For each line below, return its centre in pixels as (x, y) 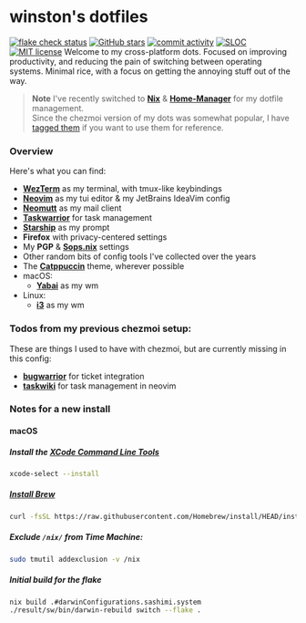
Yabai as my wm (67, 286)
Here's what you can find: (58, 171)
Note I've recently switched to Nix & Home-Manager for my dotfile (158, 99)
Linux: (34, 296)
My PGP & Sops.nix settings (76, 247)
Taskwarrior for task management (87, 218)
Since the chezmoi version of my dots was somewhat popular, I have (160, 118)
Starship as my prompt (66, 228)
